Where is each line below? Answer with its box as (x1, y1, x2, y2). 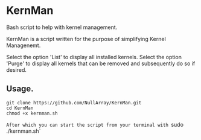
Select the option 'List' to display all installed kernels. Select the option (6, 53, 182, 60)
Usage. (6, 84, 34, 94)
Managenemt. (6, 42, 41, 49)
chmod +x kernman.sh (6, 110, 59, 116)
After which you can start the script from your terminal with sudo (6, 121, 184, 128)
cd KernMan (6, 105, 34, 111)
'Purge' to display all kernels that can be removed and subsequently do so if (6, 60, 196, 67)
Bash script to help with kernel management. (6, 24, 118, 31)
